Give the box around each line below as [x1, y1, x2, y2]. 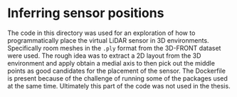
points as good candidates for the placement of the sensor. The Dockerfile [7, 66, 226, 75]
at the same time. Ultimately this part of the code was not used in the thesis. [7, 81, 231, 90]
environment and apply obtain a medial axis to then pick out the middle [7, 58, 216, 67]
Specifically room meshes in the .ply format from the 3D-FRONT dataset [7, 44, 221, 52]
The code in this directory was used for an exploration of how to [7, 29, 196, 37]
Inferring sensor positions [7, 5, 164, 21]
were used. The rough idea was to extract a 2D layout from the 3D [7, 51, 201, 60]
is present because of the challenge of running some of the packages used [7, 73, 228, 83]
